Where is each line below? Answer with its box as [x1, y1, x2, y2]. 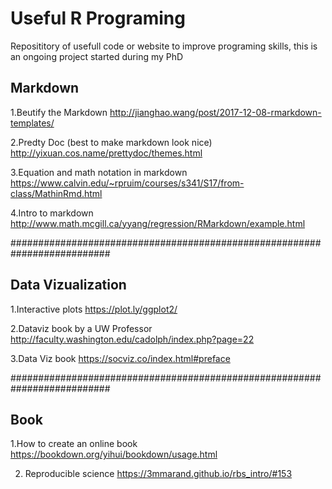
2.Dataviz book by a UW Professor [10, 322, 153, 334]
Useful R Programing [10, 7, 186, 30]
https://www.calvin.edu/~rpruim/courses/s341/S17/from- [10, 177, 245, 189]
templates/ [10, 117, 55, 129]
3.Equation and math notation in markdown [10, 166, 188, 178]
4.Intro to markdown [10, 207, 94, 219]
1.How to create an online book [10, 438, 138, 450]
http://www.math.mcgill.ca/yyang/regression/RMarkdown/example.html [10, 217, 306, 229]
